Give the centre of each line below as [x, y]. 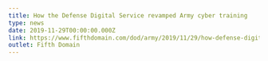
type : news [26, 23]
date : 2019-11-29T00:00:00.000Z [62, 30]
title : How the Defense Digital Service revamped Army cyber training [128, 15]
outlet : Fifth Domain [44, 45]
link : [17, 38]
